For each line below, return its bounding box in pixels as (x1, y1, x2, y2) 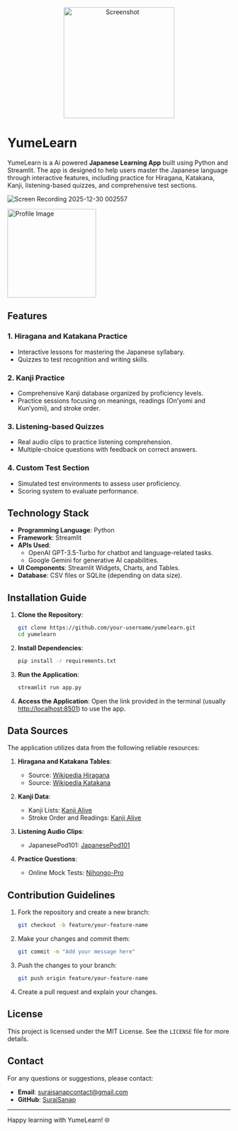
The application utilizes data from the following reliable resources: (7, 744, 200, 752)
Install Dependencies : (17, 643, 84, 652)
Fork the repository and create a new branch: (17, 908, 150, 917)
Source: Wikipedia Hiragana (28, 771, 110, 779)
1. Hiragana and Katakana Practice (7, 331, 128, 341)
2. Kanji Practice (7, 372, 65, 382)
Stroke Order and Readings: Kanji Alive (28, 813, 142, 822)
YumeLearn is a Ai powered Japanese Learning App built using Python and (7, 158, 228, 167)
